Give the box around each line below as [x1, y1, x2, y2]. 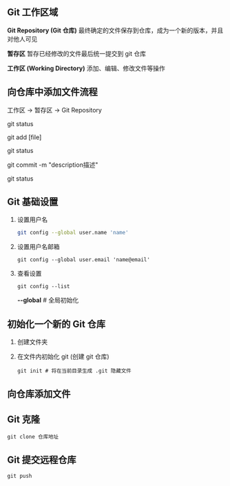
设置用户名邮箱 [17, 243, 60, 251]
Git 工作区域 [7, 6, 59, 19]
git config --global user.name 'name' [17, 230, 129, 236]
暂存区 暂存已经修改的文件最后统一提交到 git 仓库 [7, 49, 147, 57]
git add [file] [7, 133, 42, 141]
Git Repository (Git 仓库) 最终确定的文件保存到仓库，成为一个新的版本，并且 [7, 26, 224, 34]
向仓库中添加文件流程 [7, 86, 98, 98]
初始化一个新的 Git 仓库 [7, 318, 106, 330]
